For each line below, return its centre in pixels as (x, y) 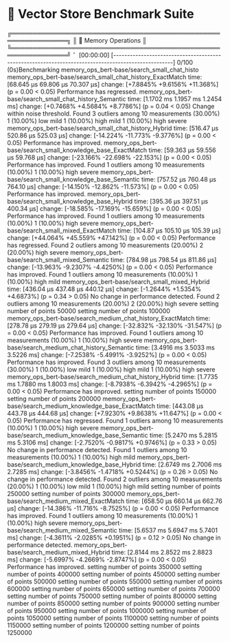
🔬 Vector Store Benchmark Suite (101, 14)
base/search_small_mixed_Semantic (58, 259)
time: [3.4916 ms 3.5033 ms (175, 347)
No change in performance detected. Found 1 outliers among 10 (97, 449)
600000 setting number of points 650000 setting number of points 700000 (114, 588)
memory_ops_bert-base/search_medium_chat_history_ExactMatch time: (109, 318)
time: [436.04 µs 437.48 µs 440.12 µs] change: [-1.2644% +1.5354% (104, 289)
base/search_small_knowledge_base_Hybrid (70, 201)
